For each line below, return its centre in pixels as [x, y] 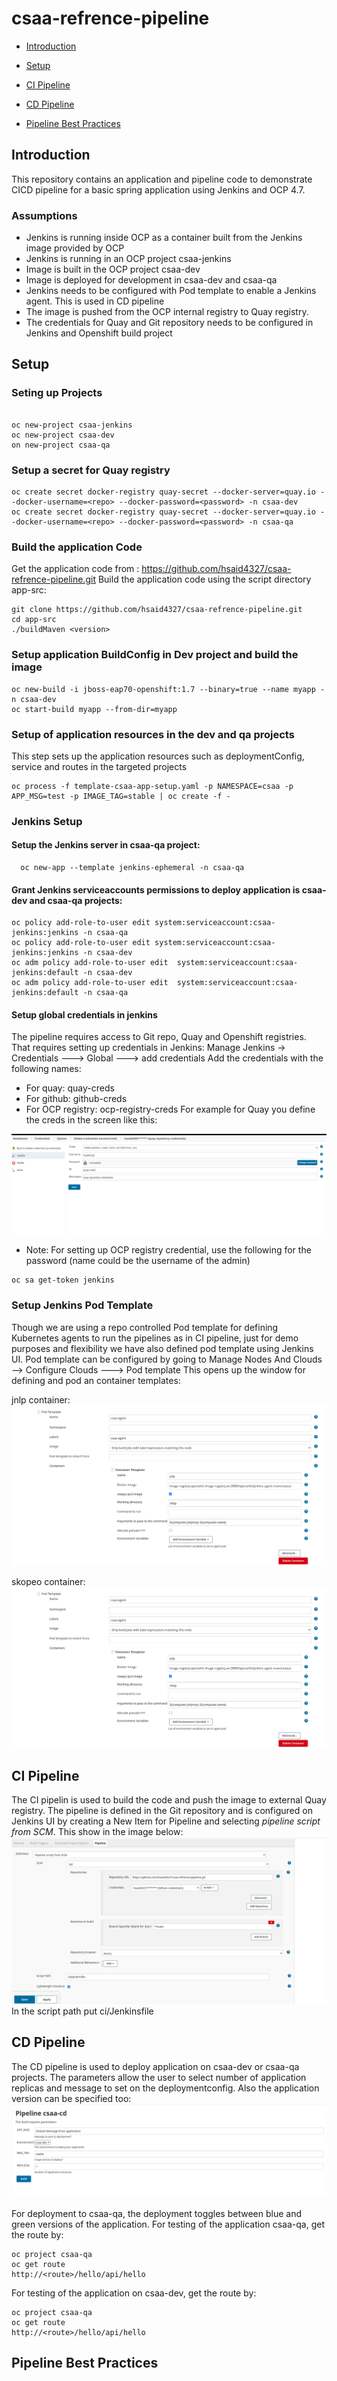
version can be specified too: [71, 2098]
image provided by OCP [75, 248]
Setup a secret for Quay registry [91, 470]
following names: [46, 1069]
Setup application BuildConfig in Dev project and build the [155, 655]
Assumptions [44, 215]
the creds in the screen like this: [91, 1120]
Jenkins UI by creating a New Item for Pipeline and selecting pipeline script [166, 1821]
